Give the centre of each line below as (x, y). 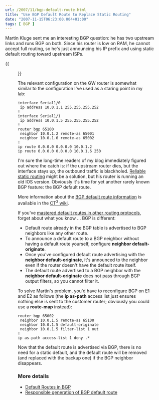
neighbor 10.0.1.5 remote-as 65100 (57, 320)
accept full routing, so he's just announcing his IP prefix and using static (80, 49)
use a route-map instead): (45, 307)
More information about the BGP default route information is (80, 197)
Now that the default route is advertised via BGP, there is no (79, 347)
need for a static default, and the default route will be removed (82, 352)
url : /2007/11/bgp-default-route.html (46, 10)
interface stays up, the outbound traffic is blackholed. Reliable (82, 171)
